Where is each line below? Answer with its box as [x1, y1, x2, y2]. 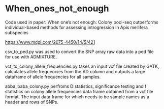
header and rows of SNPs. [5, 99, 59, 105]
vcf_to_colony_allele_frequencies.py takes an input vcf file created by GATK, [5, 63, 159, 69]
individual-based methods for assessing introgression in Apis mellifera [5, 24, 148, 30]
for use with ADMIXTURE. [5, 54, 57, 59]
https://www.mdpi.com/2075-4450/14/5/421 [5, 39, 95, 45]
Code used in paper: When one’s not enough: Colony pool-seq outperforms [5, 19, 159, 25]
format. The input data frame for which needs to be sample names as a [5, 94, 149, 100]
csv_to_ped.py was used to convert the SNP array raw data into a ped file [5, 49, 154, 54]
